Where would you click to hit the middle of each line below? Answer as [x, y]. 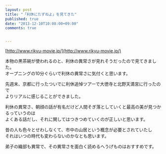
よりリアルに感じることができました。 [44, 97]
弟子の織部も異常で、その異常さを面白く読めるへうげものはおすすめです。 [81, 147]
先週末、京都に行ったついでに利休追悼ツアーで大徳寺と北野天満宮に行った [81, 84]
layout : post [19, 10]
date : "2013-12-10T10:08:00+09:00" [42, 24]
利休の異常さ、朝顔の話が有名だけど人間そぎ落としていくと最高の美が [77, 107]
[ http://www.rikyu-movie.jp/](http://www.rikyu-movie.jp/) [63, 51]
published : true [22, 19]
